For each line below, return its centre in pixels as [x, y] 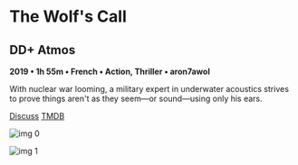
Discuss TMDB [37, 116]
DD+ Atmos [43, 50]
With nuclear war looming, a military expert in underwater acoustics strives [149, 89]
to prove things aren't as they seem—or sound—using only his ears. [136, 98]
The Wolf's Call [68, 17]
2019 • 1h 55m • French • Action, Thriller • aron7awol [110, 71]
